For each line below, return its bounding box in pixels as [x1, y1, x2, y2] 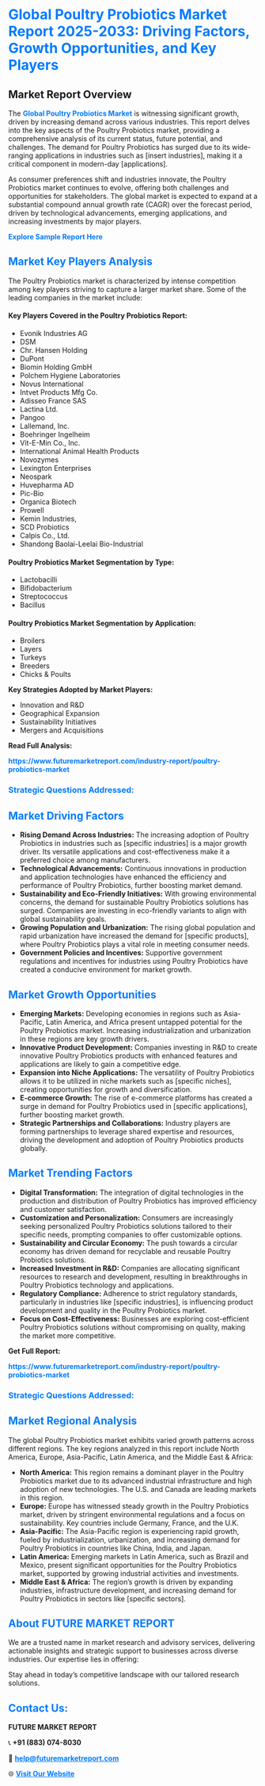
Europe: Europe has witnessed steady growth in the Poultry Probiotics [19, 1501, 249, 1511]
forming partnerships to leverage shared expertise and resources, [19, 1126, 235, 1136]
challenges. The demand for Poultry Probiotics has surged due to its [8, 143, 231, 151]
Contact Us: [8, 1701, 69, 1715]
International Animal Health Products [19, 446, 140, 457]
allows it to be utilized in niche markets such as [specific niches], [19, 1076, 232, 1085]
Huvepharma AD [19, 480, 74, 490]
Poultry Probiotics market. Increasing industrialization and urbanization [19, 1025, 252, 1035]
